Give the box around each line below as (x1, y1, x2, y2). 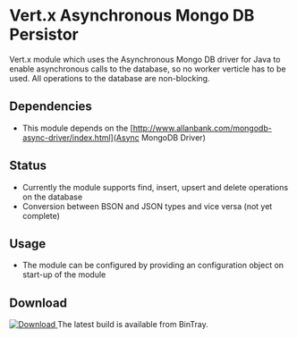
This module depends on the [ (21, 123, 134, 133)
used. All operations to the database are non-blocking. (9, 72, 210, 83)
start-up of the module (21, 269, 106, 280)
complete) (21, 210, 61, 221)
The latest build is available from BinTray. (57, 319, 208, 330)
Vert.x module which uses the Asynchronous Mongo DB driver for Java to (9, 54, 281, 64)
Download (9, 295, 67, 310)
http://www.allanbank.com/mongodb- (132, 123, 273, 133)
